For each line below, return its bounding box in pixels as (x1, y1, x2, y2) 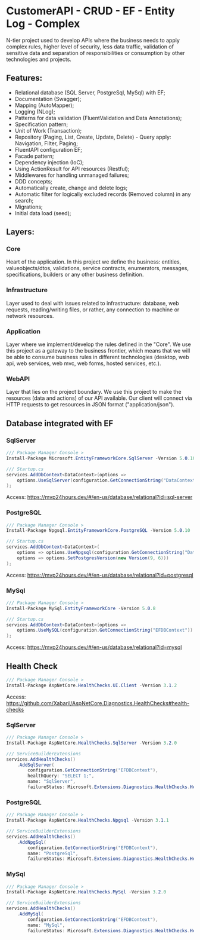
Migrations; (14, 203, 43, 210)
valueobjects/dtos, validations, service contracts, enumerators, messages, (6, 265, 189, 272)
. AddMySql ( (17, 911, 44, 917)
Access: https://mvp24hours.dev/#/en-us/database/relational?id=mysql (6, 644, 182, 651)
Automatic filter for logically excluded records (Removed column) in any (14, 190, 191, 198)
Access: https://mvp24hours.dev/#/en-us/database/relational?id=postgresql (6, 571, 193, 578)
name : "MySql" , (27, 922, 65, 928)
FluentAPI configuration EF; (14, 146, 82, 153)
